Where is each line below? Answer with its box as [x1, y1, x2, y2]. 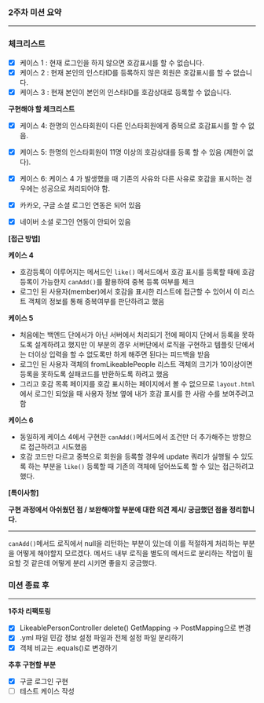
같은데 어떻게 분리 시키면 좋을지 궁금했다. [31, 558, 157, 568]
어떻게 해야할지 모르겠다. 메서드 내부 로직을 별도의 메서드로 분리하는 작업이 [16, 548, 245, 558]
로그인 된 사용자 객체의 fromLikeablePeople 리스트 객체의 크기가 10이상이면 [19, 360, 253, 369]
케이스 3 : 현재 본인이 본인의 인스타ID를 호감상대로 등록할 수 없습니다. [19, 87, 232, 97]
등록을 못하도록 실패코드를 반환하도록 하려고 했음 [19, 369, 169, 379]
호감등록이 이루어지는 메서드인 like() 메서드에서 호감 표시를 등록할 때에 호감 [19, 267, 255, 276]
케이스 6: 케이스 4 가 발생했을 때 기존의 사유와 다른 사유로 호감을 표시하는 [19, 174, 244, 183]
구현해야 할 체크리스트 [8, 104, 75, 113]
